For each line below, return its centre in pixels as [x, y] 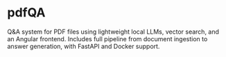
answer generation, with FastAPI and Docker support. [84, 46]
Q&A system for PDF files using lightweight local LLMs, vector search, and [113, 32]
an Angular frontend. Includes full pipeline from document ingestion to [107, 38]
